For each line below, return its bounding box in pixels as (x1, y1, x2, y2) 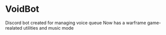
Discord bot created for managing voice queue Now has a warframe (5, 20, 146, 26)
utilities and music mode (23, 25, 74, 31)
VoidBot (5, 3, 39, 15)
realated (5, 25, 23, 31)
